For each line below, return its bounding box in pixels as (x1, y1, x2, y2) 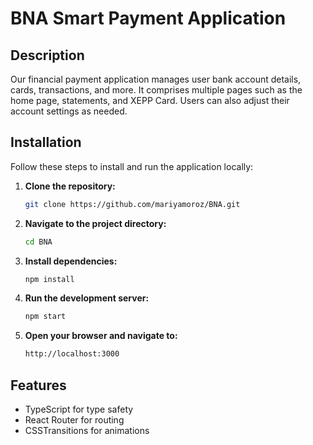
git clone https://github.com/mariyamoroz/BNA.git (24, 199, 241, 209)
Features (10, 377, 67, 394)
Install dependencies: (24, 255, 118, 267)
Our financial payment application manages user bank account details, (10, 73, 302, 85)
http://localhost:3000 (24, 349, 120, 359)
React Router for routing (24, 414, 125, 426)
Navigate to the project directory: (24, 217, 167, 229)
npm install (24, 274, 75, 284)
